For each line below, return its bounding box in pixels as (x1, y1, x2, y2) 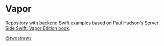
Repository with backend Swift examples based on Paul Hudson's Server (5, 20, 159, 26)
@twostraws (5, 35, 32, 41)
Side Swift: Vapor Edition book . (5, 25, 71, 31)
